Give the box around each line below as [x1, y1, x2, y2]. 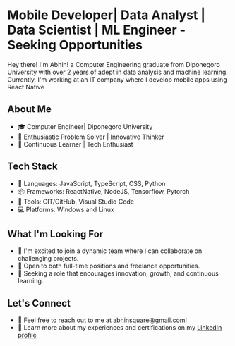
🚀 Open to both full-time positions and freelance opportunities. [17, 261, 200, 271]
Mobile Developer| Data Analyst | [7, 7, 206, 23]
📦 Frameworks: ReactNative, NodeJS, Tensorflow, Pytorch [17, 187, 190, 195]
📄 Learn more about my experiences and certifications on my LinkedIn [17, 323, 222, 332]
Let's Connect [7, 297, 71, 309]
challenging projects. [17, 254, 79, 263]
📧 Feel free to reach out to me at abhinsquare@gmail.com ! [17, 316, 188, 324]
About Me [7, 103, 52, 116]
